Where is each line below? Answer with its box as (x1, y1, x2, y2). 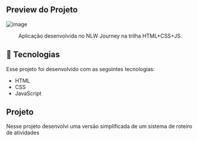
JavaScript (14, 90, 42, 97)
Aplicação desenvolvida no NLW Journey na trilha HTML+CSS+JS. (18, 32, 182, 39)
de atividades (6, 129, 40, 136)
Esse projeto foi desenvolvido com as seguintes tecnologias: (6, 65, 155, 72)
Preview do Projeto (6, 5, 78, 15)
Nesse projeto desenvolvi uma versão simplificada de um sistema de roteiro (6, 122, 193, 130)
